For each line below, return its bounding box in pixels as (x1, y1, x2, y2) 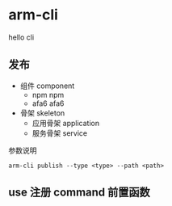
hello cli (8, 32, 35, 42)
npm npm (31, 90, 65, 99)
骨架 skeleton (19, 107, 65, 118)
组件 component (19, 81, 75, 90)
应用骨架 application (31, 118, 99, 128)
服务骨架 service (31, 128, 87, 138)
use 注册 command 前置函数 (8, 186, 151, 200)
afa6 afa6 (31, 99, 65, 108)
